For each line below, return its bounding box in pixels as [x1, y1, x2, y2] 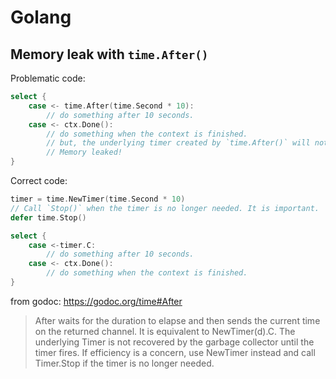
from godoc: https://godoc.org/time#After [10, 295, 183, 307]
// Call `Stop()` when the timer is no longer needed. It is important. [10, 203, 320, 213]
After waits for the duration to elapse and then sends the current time [34, 314, 321, 326]
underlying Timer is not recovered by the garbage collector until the [34, 336, 315, 348]
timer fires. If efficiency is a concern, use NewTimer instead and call [34, 346, 316, 358]
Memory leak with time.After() [10, 46, 209, 63]
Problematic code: [10, 72, 86, 84]
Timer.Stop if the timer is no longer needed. [34, 357, 215, 369]
